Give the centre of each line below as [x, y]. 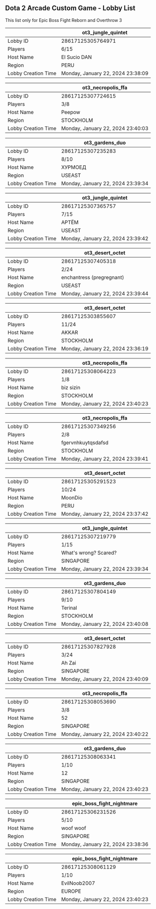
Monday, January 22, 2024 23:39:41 [105, 458]
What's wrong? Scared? [89, 553]
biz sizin [71, 387]
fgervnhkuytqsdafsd [85, 443]
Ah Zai [69, 663]
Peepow [71, 112]
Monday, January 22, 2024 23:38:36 [105, 844]
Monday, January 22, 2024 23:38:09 [105, 73]
